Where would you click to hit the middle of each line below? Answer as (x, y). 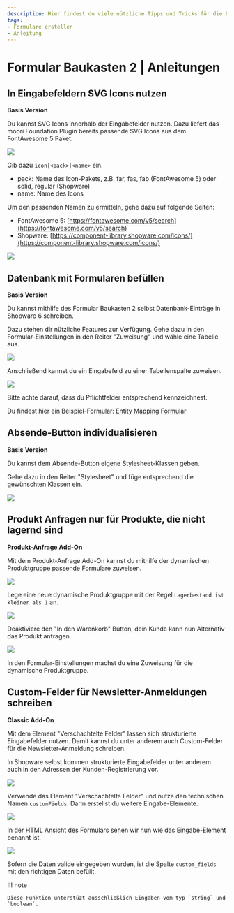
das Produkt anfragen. (39, 636)
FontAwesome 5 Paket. (40, 139)
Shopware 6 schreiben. (41, 316)
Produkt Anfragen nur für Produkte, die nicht (106, 519)
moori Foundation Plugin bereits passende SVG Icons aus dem (97, 131)
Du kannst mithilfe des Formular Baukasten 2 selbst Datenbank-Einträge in (114, 309)
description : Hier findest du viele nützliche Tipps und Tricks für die (115, 14)
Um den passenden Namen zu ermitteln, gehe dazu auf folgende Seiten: (111, 207)
